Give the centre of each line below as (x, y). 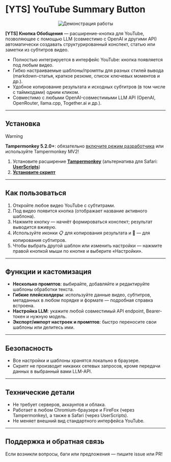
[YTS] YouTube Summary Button (75, 9)
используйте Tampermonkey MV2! (42, 151)
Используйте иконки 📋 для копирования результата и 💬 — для (81, 233)
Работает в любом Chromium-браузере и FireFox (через (74, 410)
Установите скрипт (34, 172)
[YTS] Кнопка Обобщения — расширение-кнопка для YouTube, (75, 33)
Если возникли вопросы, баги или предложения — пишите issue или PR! (84, 454)
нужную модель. (49, 317)
